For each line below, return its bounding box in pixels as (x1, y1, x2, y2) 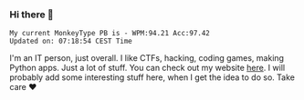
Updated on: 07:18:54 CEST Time (9, 36, 132, 46)
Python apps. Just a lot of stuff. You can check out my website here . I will (9, 63, 286, 74)
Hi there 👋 (9, 8, 55, 21)
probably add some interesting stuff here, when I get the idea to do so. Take (9, 72, 295, 83)
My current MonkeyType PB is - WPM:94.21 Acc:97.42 (9, 29, 210, 38)
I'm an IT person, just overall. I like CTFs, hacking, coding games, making (9, 53, 285, 64)
